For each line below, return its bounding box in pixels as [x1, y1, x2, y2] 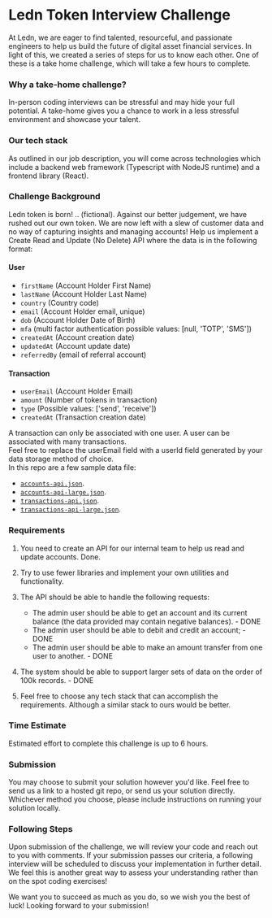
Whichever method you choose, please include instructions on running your [8, 794, 262, 804]
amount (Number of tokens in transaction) [19, 395, 158, 405]
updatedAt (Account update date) [19, 342, 132, 351]
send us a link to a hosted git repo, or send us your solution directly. [8, 786, 235, 796]
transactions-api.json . [19, 496, 100, 506]
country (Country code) [19, 298, 100, 308]
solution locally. [8, 803, 61, 813]
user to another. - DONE [32, 650, 114, 660]
